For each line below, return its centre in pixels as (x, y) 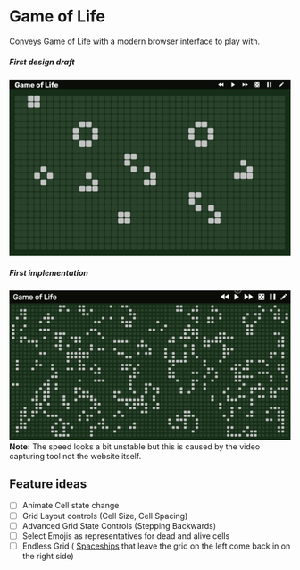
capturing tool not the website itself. (75, 456)
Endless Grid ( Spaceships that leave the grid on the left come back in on (156, 546)
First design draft (42, 62)
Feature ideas (48, 484)
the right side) (48, 556)
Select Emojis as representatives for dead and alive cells (126, 536)
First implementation (49, 272)
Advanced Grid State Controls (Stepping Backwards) (119, 525)
